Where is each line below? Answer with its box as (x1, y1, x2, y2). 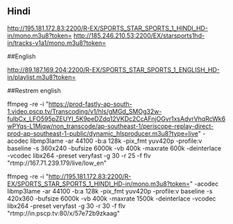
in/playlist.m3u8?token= (7, 73, 76, 81)
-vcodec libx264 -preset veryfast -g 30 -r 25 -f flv (7, 151, 151, 160)
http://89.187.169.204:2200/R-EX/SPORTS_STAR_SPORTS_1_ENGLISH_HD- (7, 65, 220, 74)
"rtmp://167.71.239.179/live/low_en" (7, 159, 107, 167)
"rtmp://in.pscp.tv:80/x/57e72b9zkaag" (7, 209, 120, 217)
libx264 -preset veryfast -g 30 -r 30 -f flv (7, 201, 126, 210)
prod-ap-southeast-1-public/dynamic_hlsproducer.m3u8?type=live (7, 129, 199, 137)
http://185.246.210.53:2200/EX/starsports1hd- (73, 31, 205, 40)
